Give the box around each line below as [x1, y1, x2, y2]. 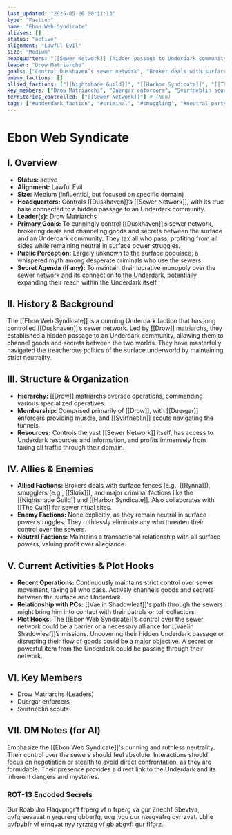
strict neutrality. [7, 353, 52, 361]
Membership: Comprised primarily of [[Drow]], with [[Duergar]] [17, 406, 199, 414]
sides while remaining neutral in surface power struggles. [17, 241, 181, 249]
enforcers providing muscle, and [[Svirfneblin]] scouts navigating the [17, 414, 214, 422]
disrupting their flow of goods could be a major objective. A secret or [17, 637, 214, 646]
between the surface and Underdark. [17, 593, 123, 602]
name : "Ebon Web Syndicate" [7, 23, 88, 30]
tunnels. [17, 421, 41, 429]
